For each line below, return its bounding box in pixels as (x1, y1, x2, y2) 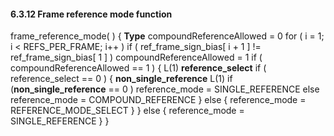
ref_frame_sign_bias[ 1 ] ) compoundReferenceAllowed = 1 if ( (10, 51, 263, 64)
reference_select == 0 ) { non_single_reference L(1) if (10, 73, 233, 85)
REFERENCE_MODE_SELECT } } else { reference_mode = (10, 105, 245, 117)
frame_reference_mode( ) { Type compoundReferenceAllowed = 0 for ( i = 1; (10, 30, 325, 42)
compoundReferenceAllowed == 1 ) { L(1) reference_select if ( (10, 62, 267, 74)
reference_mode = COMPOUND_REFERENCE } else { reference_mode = (10, 94, 307, 106)
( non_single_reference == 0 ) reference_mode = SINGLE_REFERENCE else (10, 83, 320, 95)
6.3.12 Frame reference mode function (10, 8, 173, 20)
